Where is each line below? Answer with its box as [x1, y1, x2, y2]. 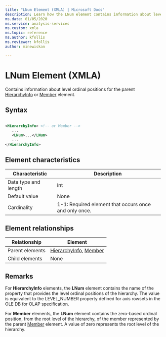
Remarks [5, 272, 34, 281]
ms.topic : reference [5, 30, 48, 35]
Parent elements [7, 247, 46, 254]
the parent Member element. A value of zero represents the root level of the [5, 321, 159, 327]
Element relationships [5, 224, 74, 232]
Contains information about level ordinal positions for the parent [5, 86, 135, 92]
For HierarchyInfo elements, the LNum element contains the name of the [5, 285, 154, 291]
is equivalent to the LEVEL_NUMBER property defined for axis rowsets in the [5, 296, 161, 302]
